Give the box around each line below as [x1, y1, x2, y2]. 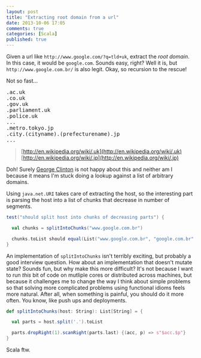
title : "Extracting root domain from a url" [6, 14, 119, 20]
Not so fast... [6, 77, 38, 84]
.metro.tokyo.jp [6, 125, 54, 131]
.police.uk [6, 113, 38, 120]
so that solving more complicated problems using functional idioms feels [6, 284, 185, 291]
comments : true [6, 25, 44, 32]
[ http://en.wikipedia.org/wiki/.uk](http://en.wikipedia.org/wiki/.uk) [20, 148, 182, 155]
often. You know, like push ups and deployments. [6, 296, 127, 304]
